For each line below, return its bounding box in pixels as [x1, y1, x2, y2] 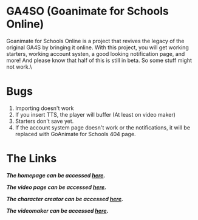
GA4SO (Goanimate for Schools [6, 4, 169, 18]
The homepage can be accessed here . [6, 171, 106, 179]
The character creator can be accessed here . [6, 195, 123, 202]
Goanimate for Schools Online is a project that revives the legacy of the [6, 37, 185, 44]
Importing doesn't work [15, 105, 74, 112]
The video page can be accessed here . [6, 184, 107, 191]
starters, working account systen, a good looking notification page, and [6, 50, 185, 57]
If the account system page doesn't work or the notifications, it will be [15, 123, 190, 131]
